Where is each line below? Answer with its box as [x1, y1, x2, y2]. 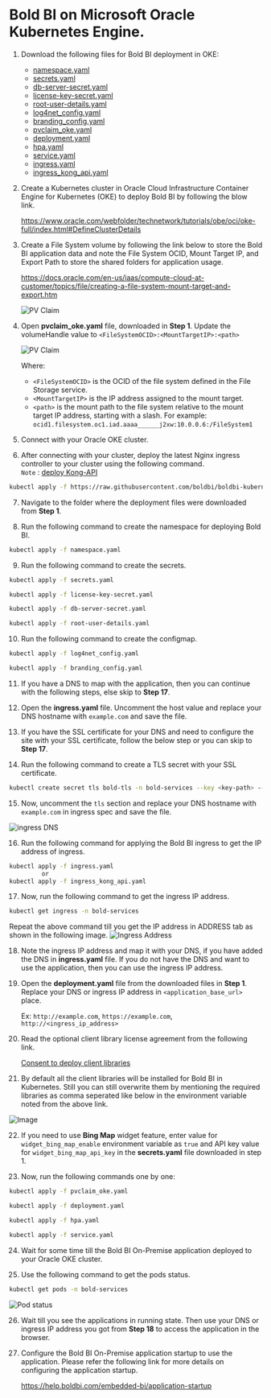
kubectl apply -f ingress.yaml [9, 862, 114, 870]
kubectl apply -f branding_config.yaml [9, 664, 143, 673]
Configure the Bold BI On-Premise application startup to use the [20, 1348, 232, 1358]
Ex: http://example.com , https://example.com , [20, 1012, 173, 1021]
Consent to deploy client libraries [20, 1058, 131, 1068]
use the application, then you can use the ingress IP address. [20, 963, 224, 973]
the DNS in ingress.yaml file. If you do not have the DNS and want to [20, 955, 250, 964]
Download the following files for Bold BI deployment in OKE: [20, 49, 220, 59]
